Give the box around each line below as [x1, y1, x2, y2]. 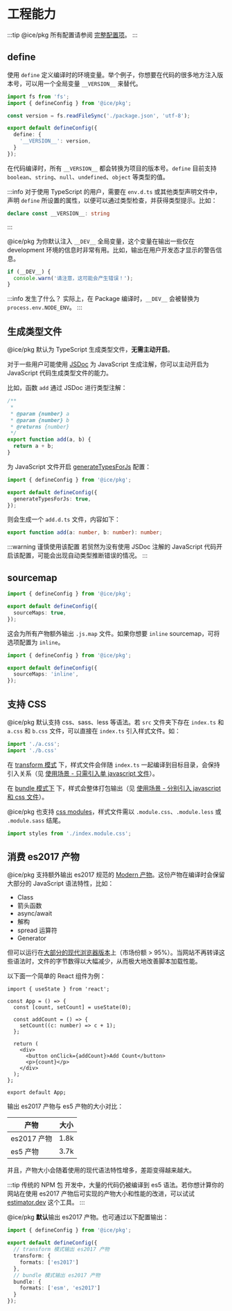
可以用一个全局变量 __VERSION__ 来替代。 [25, 79, 142, 88]
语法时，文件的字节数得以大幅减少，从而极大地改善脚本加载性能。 [12, 957, 202, 966]
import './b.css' [7, 747, 57, 754]
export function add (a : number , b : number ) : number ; [7, 529, 163, 536]
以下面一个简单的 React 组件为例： [7, 972, 106, 980]
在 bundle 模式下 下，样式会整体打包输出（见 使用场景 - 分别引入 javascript [7, 783, 222, 792]
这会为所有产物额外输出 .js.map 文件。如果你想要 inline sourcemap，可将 [7, 629, 220, 637]
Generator [17, 934, 47, 943]
